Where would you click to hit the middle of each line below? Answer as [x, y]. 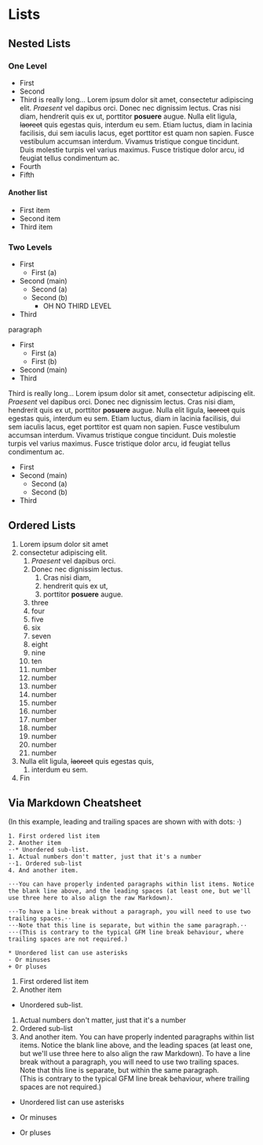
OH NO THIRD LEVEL [77, 306]
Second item [40, 218]
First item [35, 211]
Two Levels [30, 247]
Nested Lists [40, 44]
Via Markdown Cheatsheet [75, 803]
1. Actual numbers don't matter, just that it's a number [105, 857]
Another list [28, 193]
